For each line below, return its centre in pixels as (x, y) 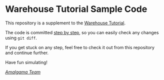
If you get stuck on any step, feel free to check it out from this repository (80, 47)
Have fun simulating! (26, 62)
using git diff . (21, 38)
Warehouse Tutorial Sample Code (76, 9)
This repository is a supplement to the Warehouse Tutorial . (65, 23)
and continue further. (27, 53)
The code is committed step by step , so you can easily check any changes (82, 32)
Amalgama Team (23, 72)
